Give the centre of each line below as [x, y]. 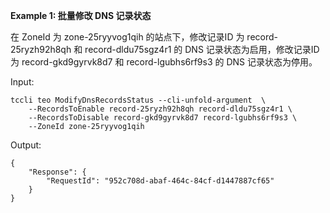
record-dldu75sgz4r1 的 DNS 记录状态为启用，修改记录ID [202, 49]
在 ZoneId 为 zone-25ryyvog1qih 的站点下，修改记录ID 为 [127, 37]
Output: [26, 145]
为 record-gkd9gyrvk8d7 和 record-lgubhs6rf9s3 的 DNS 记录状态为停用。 [164, 62]
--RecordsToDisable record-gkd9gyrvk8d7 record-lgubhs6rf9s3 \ [163, 118]
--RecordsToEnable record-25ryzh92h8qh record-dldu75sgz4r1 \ [160, 109]
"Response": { [57, 172]
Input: [22, 82]
